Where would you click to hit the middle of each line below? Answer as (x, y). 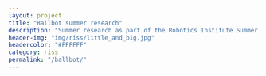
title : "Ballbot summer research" (66, 23)
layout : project (35, 15)
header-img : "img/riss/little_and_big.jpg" (82, 38)
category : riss (33, 52)
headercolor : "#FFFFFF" (48, 45)
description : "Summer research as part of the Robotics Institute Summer (133, 30)
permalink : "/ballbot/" (48, 60)
